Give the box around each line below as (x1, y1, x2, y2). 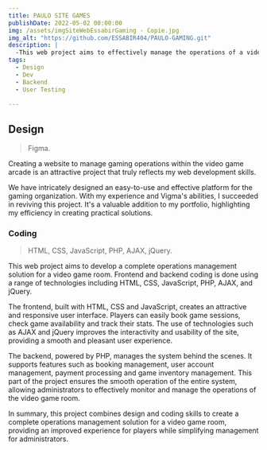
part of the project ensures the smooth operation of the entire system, (8, 377, 238, 386)
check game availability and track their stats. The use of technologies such (8, 319, 253, 328)
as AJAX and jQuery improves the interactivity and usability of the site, (8, 328, 240, 337)
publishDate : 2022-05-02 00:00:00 (8, 19, 123, 27)
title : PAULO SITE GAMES (8, 11, 91, 20)
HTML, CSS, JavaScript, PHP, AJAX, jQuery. (27, 246, 172, 255)
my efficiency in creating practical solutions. (8, 208, 153, 218)
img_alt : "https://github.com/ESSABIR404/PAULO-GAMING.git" (8, 33, 212, 42)
